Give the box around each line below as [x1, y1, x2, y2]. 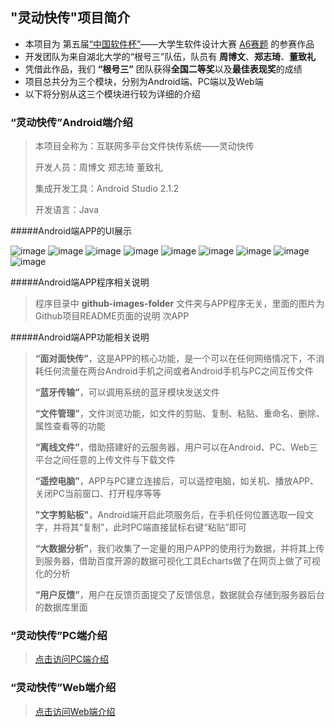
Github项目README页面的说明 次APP [34, 310, 190, 322]
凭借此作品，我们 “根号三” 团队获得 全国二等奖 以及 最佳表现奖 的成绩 [24, 63, 303, 75]
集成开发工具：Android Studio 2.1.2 [34, 183, 180, 195]
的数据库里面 [34, 601, 88, 613]
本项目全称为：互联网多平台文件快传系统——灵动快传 [34, 140, 255, 152]
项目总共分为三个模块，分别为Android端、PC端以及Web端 [24, 75, 264, 87]
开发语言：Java [34, 204, 100, 216]
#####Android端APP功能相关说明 [10, 331, 150, 343]
